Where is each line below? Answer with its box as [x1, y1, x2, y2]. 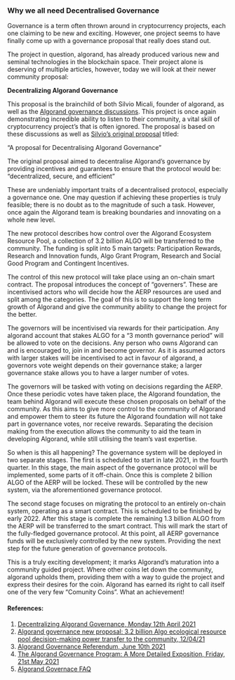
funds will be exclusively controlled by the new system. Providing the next [7, 537, 221, 546]
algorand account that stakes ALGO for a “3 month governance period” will [7, 332, 224, 340]
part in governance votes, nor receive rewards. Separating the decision [7, 420, 213, 428]
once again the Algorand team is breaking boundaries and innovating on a [7, 208, 221, 217]
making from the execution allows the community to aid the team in [7, 427, 201, 436]
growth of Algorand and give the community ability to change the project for [7, 303, 227, 311]
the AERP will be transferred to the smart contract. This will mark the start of [7, 522, 228, 530]
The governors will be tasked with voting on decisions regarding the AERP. [7, 382, 223, 391]
